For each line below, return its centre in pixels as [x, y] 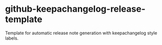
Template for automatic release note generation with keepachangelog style [81, 33]
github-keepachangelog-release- [75, 9]
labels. [12, 38]
